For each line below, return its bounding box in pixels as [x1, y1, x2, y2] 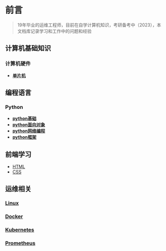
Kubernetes [5, 227, 34, 234]
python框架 [12, 134, 37, 140]
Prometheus [5, 240, 36, 247]
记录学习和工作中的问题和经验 [30, 28, 92, 34]
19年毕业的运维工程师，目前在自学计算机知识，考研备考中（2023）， [17, 22, 157, 28]
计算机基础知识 [5, 44, 51, 53]
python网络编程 [12, 128, 46, 134]
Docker [5, 213, 23, 220]
